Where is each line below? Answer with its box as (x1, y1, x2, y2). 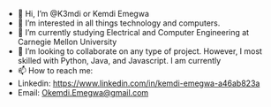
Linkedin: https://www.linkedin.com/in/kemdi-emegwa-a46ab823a (17, 78, 260, 88)
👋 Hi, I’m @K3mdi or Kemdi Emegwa (17, 9, 150, 19)
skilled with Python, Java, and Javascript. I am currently (17, 56, 222, 65)
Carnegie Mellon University (17, 36, 117, 47)
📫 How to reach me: (17, 65, 94, 75)
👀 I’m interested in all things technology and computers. (17, 18, 221, 28)
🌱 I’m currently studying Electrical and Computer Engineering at (17, 27, 250, 37)
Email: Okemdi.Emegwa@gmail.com (17, 88, 149, 97)
